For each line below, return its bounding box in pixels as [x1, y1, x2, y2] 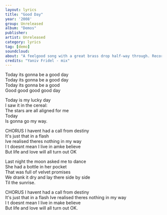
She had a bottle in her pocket [5, 164, 67, 170]
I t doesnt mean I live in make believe [5, 200, 81, 206]
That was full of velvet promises [5, 169, 71, 175]
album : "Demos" [5, 26, 37, 31]
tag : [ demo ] [5, 44, 30, 49]
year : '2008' [5, 16, 32, 21]
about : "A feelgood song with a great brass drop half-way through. [5, 53, 150, 59]
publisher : [5, 30, 28, 35]
